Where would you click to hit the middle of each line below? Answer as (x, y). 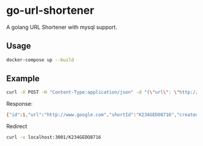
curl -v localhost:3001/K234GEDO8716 (54, 138)
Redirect (17, 126)
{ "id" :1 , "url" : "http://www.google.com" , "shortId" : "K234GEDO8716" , (92, 115)
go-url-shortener (50, 11)
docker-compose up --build (40, 60)
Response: (20, 104)
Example (23, 79)
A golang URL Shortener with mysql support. (62, 27)
